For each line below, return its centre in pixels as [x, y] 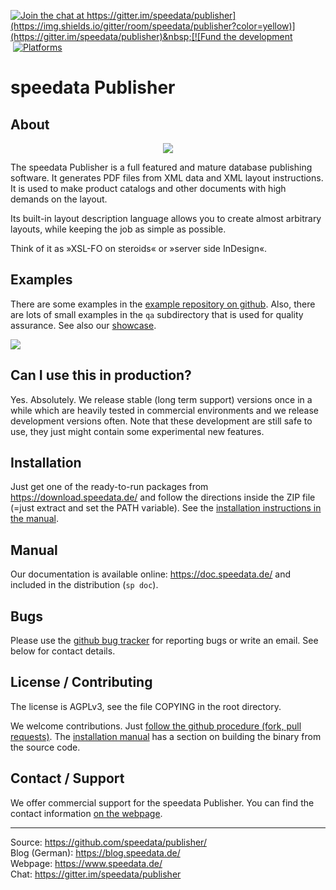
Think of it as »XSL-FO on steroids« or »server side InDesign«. [139, 248]
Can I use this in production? [101, 375]
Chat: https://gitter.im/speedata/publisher [96, 874]
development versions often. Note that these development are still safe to [161, 421]
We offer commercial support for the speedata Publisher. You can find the [162, 802]
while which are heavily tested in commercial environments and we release [165, 410]
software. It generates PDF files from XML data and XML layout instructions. [167, 178]
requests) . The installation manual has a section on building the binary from [166, 736]
